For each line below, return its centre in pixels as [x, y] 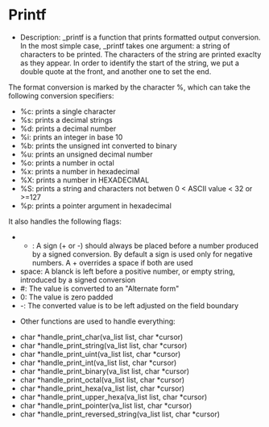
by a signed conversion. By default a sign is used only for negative [142, 254]
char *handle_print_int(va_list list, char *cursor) [98, 362]
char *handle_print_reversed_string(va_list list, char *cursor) [120, 414]
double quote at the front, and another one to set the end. [116, 71]
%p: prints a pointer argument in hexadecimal [95, 205]
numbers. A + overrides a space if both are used [112, 262]
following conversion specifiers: [61, 95]
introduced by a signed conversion [78, 279]
